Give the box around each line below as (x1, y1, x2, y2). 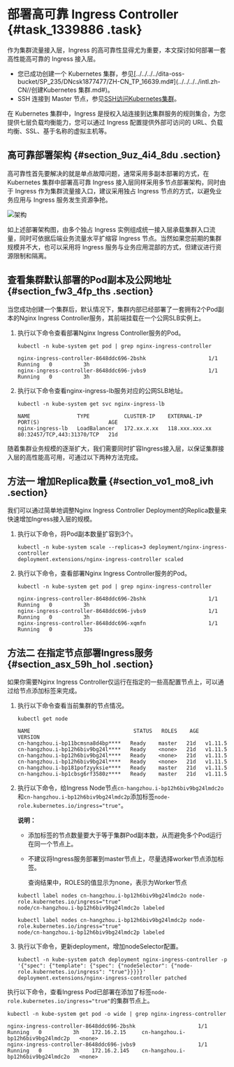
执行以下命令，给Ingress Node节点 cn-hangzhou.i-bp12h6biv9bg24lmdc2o (17, 784, 224, 792)
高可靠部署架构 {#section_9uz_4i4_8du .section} (7, 149, 221, 161)
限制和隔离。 (13, 252, 50, 260)
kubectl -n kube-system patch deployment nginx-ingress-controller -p (17, 956, 228, 963)
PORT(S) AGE (17, 418, 118, 426)
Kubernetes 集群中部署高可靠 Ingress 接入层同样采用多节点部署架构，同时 (7, 178, 220, 186)
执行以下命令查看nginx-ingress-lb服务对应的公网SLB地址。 (17, 386, 187, 394)
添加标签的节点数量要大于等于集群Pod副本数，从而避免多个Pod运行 (27, 831, 222, 839)
